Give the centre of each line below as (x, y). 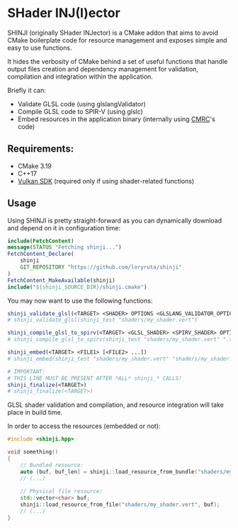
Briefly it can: (27, 90)
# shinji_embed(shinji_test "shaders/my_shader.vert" (89, 359)
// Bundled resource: (52, 465)
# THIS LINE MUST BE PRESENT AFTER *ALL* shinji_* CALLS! (95, 378)
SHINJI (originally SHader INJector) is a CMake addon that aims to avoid (113, 33)
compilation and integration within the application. (80, 77)
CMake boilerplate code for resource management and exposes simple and (117, 40)
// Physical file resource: (61, 492)
